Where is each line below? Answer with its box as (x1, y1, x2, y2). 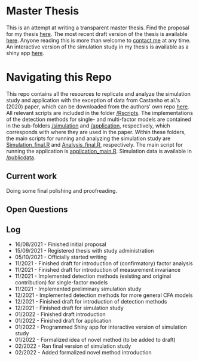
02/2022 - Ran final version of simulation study (14, 342, 131, 350)
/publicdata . (6, 154, 36, 161)
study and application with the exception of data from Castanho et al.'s (6, 96, 180, 104)
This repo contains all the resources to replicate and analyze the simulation (6, 90, 191, 97)
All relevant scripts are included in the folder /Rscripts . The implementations (6, 109, 193, 116)
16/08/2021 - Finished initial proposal (14, 241, 106, 248)
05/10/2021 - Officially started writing (14, 253, 107, 260)
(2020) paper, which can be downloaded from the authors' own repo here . (6, 103, 189, 110)
